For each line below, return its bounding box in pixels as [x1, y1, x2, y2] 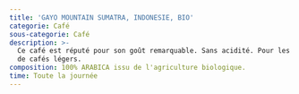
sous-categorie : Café [9, 30, 90, 38]
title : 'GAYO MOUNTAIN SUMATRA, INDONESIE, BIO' [9, 13, 194, 22]
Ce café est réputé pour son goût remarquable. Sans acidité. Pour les [17, 47, 291, 56]
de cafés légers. [17, 55, 82, 64]
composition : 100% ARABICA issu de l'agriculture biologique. [9, 64, 246, 73]
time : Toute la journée [9, 72, 98, 81]
